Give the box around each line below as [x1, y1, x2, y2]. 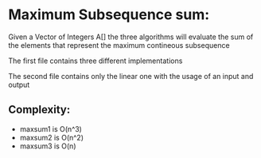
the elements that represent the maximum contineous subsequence [8, 40, 230, 49]
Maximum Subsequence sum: [8, 6, 210, 24]
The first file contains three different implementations [8, 56, 183, 65]
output [8, 80, 30, 89]
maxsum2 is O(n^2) [19, 132, 84, 142]
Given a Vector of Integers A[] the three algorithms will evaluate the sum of [8, 32, 254, 41]
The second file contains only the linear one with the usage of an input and [8, 71, 254, 81]
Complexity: [8, 103, 71, 117]
